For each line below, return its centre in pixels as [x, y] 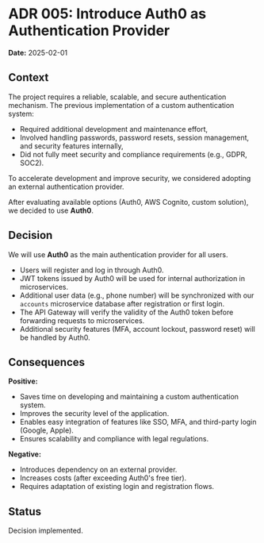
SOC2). [32, 163]
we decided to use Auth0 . [51, 210]
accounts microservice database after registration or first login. [122, 303]
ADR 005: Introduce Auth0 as [107, 14]
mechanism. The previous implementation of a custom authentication [121, 105]
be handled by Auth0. [55, 337]
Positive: [23, 381]
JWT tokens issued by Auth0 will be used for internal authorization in [132, 278]
